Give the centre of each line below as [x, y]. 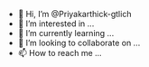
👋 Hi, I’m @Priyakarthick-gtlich [74, 14]
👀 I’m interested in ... [56, 24]
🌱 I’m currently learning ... [66, 33]
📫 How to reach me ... [60, 53]
